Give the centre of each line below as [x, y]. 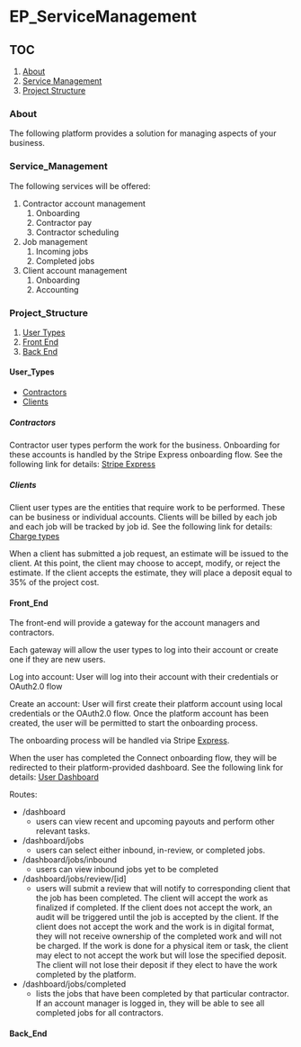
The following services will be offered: [80, 185]
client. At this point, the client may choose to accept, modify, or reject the [145, 564]
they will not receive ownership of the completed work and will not [159, 936]
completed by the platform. [86, 975]
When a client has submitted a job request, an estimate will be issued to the [149, 554]
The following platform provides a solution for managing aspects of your [143, 133]
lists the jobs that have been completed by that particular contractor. [162, 994]
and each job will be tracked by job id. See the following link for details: [141, 527]
